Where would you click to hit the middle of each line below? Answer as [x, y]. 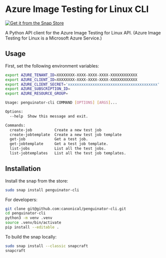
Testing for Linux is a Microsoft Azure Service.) [54, 38]
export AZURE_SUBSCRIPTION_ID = [38, 89]
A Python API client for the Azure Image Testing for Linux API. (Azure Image [83, 32]
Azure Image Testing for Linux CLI [77, 9]
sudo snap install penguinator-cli [42, 190]
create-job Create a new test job [55, 130]
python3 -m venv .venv [29, 218]
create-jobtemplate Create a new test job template [66, 134]
